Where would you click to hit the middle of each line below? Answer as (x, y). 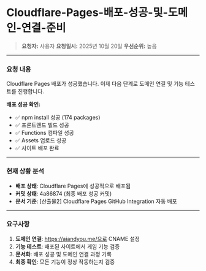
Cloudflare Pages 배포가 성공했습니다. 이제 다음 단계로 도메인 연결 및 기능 (95, 84)
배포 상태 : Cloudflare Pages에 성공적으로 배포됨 (73, 186)
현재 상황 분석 (25, 171)
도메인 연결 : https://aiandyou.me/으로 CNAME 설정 (77, 239)
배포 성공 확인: (24, 104)
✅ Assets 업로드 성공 (41, 140)
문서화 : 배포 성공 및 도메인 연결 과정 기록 (63, 254)
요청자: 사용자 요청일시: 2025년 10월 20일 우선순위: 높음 (89, 46)
